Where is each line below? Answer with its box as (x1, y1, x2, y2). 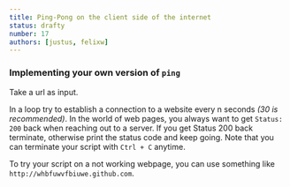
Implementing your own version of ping (9, 67, 181, 79)
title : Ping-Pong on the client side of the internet (9, 12, 212, 22)
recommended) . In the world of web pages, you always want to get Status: (9, 113, 283, 123)
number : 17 (9, 29, 50, 38)
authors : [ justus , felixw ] (9, 37, 109, 47)
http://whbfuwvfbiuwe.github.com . (9, 168, 134, 178)
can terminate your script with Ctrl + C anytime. (9, 141, 186, 152)
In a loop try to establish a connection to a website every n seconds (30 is (9, 103, 279, 115)
